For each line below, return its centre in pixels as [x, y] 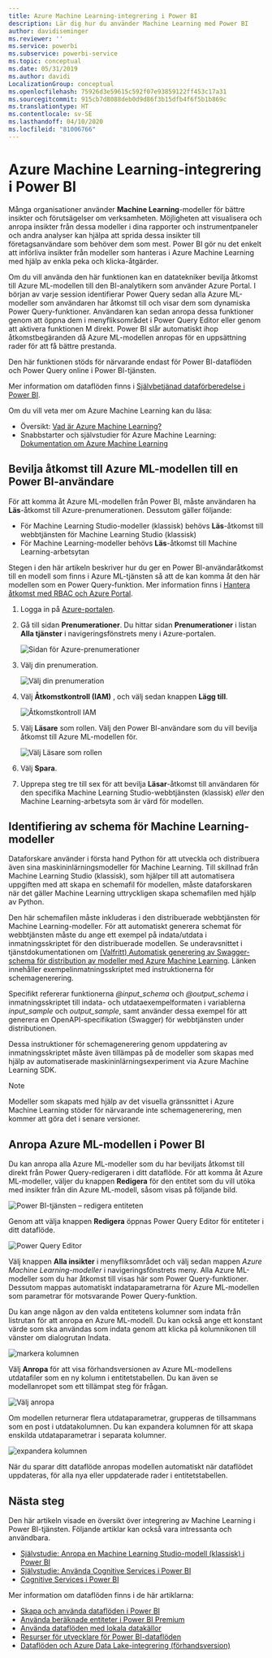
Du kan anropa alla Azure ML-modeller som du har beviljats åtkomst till [127, 1164]
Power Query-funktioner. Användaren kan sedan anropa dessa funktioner [131, 311]
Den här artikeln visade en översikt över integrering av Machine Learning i [132, 1520]
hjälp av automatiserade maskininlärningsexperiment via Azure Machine [129, 1061]
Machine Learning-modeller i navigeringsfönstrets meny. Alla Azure [122, 1270]
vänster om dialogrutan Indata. [60, 1338]
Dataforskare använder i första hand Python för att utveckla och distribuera [134, 859]
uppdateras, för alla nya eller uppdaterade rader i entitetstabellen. [118, 1475]
